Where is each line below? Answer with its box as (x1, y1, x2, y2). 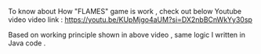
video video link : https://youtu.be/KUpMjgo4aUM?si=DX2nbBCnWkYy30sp (8, 15, 253, 24)
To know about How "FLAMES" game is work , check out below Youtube (8, 7, 242, 16)
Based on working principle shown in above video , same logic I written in (8, 31, 245, 39)
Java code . (8, 38, 46, 48)
